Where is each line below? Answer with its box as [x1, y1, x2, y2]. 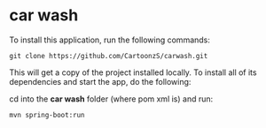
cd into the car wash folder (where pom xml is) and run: [9, 94, 214, 104]
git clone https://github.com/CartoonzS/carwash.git [9, 51, 208, 60]
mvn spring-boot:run [9, 110, 86, 119]
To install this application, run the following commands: [9, 34, 211, 45]
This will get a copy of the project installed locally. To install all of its [9, 67, 257, 78]
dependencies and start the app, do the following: [9, 76, 192, 87]
